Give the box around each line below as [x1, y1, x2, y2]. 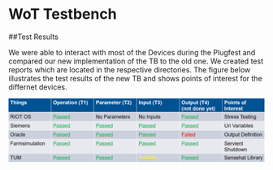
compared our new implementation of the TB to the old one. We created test [8, 56, 264, 66]
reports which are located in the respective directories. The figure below [8, 64, 251, 74]
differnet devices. [8, 82, 67, 92]
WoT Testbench [8, 5, 117, 24]
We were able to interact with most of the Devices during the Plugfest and [8, 47, 256, 57]
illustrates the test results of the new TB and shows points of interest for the [8, 73, 262, 83]
